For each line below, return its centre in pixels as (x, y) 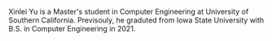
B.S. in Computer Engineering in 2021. (72, 29)
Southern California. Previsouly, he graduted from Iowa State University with (136, 20)
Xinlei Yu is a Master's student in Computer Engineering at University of (129, 12)
